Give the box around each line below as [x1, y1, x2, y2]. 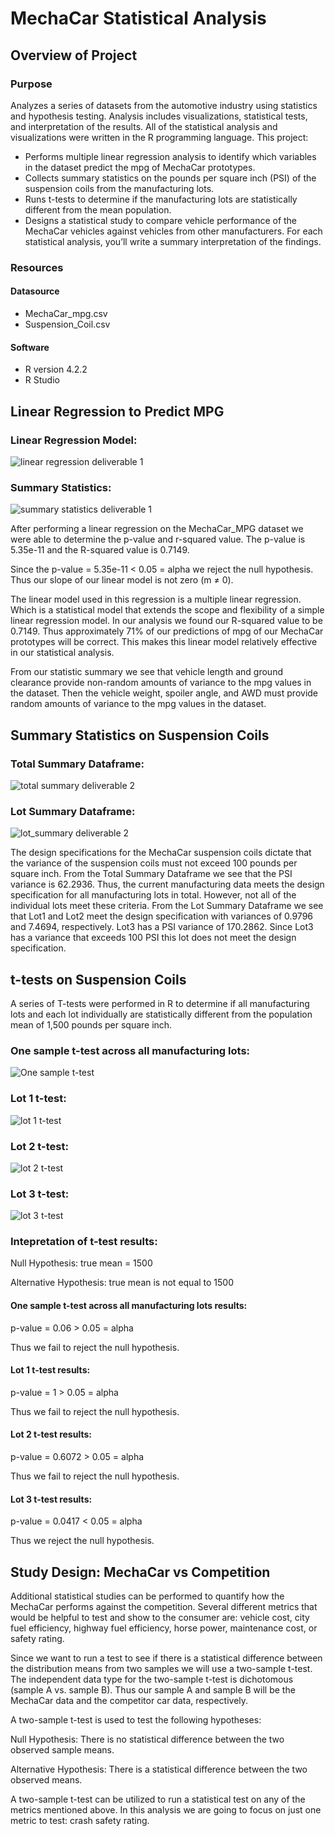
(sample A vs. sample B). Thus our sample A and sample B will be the [10, 1684, 296, 1696]
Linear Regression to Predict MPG [10, 403, 225, 420]
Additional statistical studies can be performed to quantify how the [10, 1590, 285, 1602]
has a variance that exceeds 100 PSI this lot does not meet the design [10, 932, 297, 944]
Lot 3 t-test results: [10, 1493, 93, 1505]
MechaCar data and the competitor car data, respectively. [10, 1695, 249, 1707]
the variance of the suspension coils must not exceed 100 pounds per [10, 857, 298, 869]
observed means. [10, 1774, 83, 1786]
